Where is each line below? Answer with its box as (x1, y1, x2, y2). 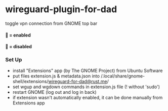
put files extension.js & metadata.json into (12, 73, 100, 79)
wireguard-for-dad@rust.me (48, 79, 107, 85)
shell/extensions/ (12, 79, 49, 85)
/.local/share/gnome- (101, 73, 145, 79)
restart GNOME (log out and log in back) (12, 89, 97, 95)
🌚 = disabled (5, 44, 32, 50)
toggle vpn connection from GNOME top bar (5, 20, 98, 26)
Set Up (5, 56, 22, 63)
